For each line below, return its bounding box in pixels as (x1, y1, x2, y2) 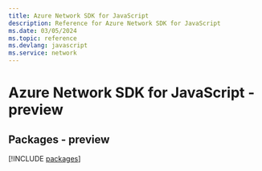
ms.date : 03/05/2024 (8, 26, 78, 35)
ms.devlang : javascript (8, 42, 88, 50)
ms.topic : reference (8, 34, 78, 43)
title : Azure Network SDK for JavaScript (8, 11, 149, 20)
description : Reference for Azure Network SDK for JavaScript (8, 19, 221, 27)
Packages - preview (8, 132, 110, 146)
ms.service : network (8, 49, 78, 57)
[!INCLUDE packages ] (8, 154, 81, 163)
